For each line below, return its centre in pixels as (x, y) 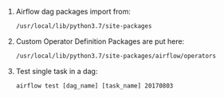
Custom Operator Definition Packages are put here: (100, 41)
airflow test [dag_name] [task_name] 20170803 (94, 86)
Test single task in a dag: (57, 71)
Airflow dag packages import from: (73, 12)
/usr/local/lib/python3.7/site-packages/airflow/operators (116, 56)
